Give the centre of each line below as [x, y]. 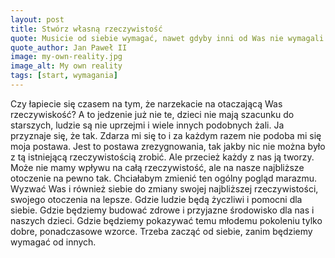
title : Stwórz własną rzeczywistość [86, 29]
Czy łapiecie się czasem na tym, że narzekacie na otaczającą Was [146, 103]
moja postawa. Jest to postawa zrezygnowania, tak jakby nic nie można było [168, 146]
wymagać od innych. [53, 242]
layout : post [37, 19]
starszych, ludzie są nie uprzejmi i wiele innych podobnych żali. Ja [147, 125]
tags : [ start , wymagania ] [64, 76]
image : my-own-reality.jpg [66, 57]
